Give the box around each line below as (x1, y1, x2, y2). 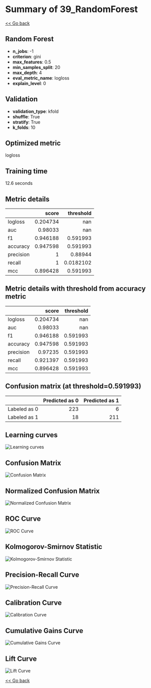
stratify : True (12, 119, 41, 125)
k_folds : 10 (12, 124, 36, 130)
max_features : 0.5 (12, 59, 51, 65)
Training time (5, 167, 48, 175)
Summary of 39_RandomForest (5, 4, 138, 15)
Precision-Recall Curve (5, 571, 80, 579)
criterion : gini (12, 53, 41, 59)
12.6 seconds (5, 180, 33, 186)
